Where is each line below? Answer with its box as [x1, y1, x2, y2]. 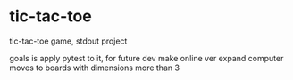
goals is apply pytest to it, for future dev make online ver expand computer [9, 52, 284, 63]
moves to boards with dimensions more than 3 [9, 62, 180, 73]
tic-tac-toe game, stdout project [9, 36, 128, 46]
